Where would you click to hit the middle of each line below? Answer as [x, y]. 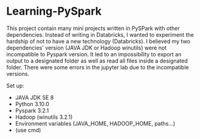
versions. [18, 73]
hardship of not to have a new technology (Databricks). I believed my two [98, 41]
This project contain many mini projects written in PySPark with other [93, 28]
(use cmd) [28, 130]
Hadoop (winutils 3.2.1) [44, 117]
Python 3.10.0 [32, 104]
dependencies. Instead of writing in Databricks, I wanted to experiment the [100, 34]
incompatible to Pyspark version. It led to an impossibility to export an [94, 54]
